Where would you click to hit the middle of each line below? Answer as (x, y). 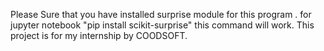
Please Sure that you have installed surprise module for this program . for (161, 14)
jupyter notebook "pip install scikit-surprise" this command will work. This (162, 25)
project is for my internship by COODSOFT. (99, 35)
